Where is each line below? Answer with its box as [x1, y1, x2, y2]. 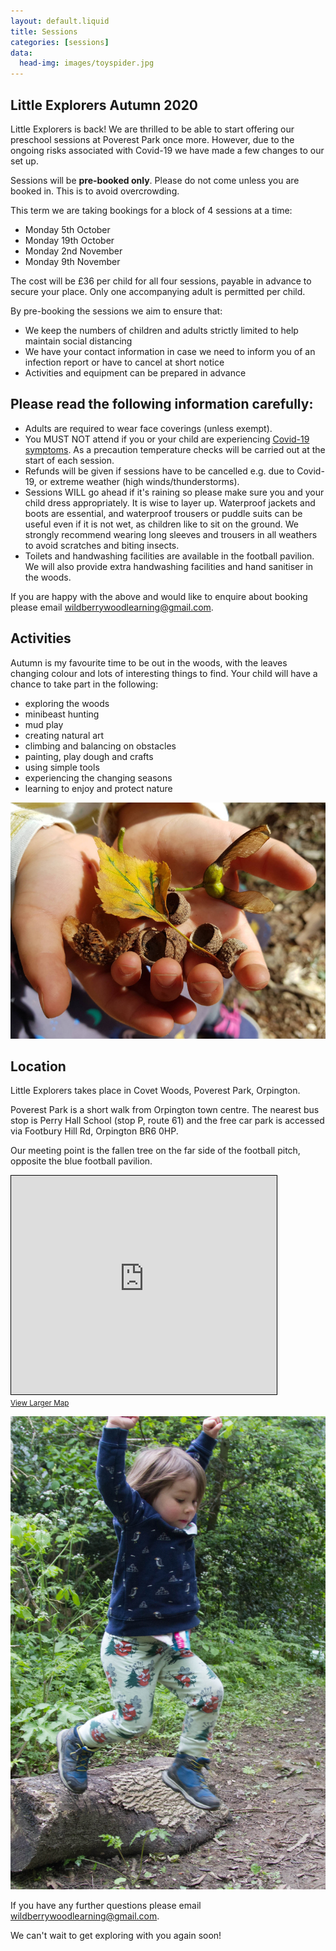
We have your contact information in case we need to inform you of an [24, 345, 316, 357]
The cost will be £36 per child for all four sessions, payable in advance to [10, 275, 312, 287]
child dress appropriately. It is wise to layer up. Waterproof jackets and [24, 496, 316, 509]
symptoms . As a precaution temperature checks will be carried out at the [24, 443, 326, 455]
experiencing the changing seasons [24, 771, 173, 784]
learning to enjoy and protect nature [24, 782, 173, 794]
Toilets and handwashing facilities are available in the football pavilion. [24, 550, 315, 562]
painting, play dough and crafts [24, 750, 154, 762]
